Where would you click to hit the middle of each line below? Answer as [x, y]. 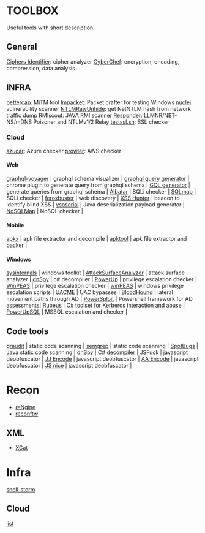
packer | [17, 245]
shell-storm [21, 489]
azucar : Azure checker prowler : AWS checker [64, 151]
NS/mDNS [19, 122]
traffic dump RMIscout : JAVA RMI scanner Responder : [74, 115]
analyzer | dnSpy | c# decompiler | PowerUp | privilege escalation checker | [102, 279]
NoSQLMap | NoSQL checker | [45, 211]
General [22, 47]
